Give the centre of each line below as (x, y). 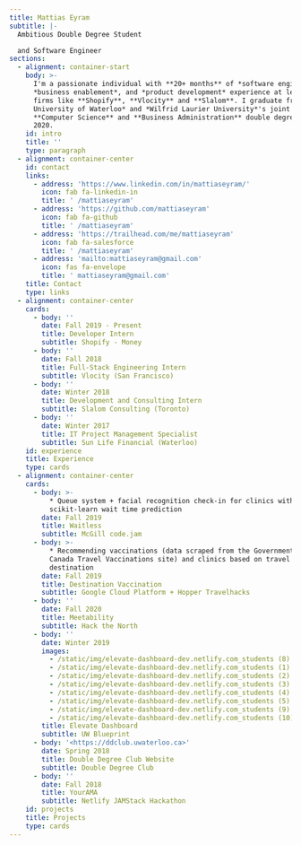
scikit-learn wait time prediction (115, 509)
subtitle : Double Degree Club (98, 768)
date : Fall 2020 (72, 610)
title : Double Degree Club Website (108, 759)
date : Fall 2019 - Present (92, 326)
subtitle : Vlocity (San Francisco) (108, 376)
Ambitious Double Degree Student (80, 34)
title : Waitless (72, 526)
